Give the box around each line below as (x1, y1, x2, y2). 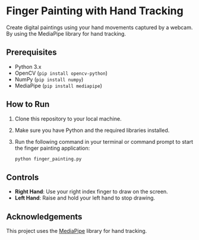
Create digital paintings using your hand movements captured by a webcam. (6, 24, 193, 31)
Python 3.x (14, 63, 42, 70)
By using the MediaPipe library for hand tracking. (6, 30, 127, 37)
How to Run (6, 99, 50, 109)
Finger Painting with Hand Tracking (6, 4, 184, 18)
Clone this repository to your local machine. (14, 115, 122, 122)
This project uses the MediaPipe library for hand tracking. (6, 228, 147, 235)
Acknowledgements (6, 211, 83, 222)
